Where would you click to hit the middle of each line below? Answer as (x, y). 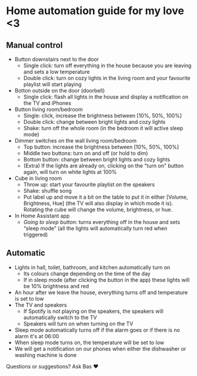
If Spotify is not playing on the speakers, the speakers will (93, 311)
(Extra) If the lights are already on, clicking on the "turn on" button (103, 166)
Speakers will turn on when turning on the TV (78, 324)
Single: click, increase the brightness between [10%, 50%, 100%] (103, 116)
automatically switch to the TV (60, 317)
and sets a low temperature (56, 72)
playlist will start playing (53, 84)
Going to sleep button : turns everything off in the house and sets (102, 222)
